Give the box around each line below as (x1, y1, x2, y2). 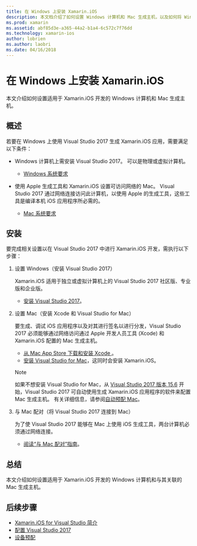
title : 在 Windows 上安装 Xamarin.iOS (6, 8, 98, 15)
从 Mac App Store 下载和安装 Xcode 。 (23, 349, 117, 357)
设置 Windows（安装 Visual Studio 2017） (14, 265, 116, 272)
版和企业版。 (14, 285, 46, 292)
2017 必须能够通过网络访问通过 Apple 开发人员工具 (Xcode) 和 (14, 330, 165, 337)
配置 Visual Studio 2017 (14, 526, 72, 533)
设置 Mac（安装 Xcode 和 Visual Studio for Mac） (14, 310, 135, 317)
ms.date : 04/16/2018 (6, 47, 57, 53)
